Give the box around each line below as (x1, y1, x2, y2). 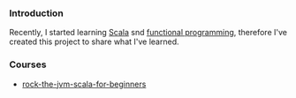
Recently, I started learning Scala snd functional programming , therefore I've (9, 27, 287, 38)
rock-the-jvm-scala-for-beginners (21, 79, 147, 89)
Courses (9, 58, 47, 71)
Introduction (9, 7, 64, 19)
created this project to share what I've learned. (9, 36, 179, 47)
